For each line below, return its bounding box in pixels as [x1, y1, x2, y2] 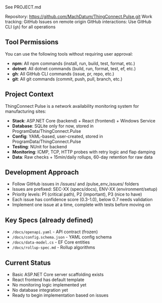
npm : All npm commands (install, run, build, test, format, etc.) [12, 61, 135, 66]
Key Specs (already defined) [5, 216, 93, 224]
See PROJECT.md [5, 4, 41, 10]
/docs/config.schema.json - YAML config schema [12, 234, 112, 240]
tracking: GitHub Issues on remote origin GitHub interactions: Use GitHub [5, 19, 152, 24]
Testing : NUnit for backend [12, 143, 67, 149]
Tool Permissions [5, 38, 59, 46]
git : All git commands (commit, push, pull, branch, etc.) [12, 76, 123, 82]
